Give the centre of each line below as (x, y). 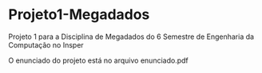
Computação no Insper (46, 44)
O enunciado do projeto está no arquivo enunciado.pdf (99, 60)
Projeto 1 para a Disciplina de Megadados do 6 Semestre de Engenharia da (131, 36)
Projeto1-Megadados (79, 15)
